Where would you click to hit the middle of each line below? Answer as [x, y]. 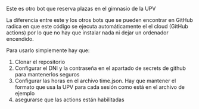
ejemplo [25, 93]
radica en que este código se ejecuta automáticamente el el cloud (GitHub [97, 26]
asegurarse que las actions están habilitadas [69, 100]
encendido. [20, 39]
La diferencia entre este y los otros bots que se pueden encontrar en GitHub [100, 20]
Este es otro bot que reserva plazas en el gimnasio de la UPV [81, 9]
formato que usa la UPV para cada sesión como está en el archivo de [99, 87]
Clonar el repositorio [40, 62]
